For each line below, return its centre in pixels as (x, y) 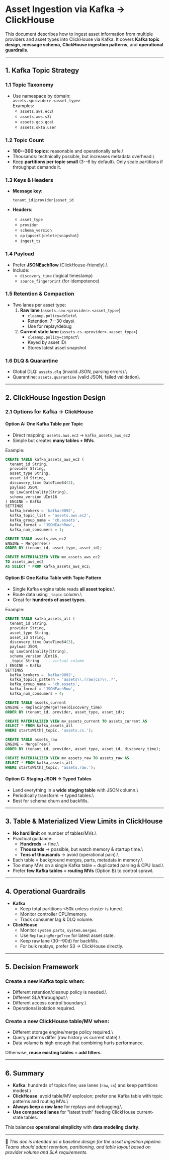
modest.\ (22, 1091)
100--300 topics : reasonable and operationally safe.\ (68, 151)
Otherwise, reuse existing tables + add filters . (54, 1053)
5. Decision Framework (42, 967)
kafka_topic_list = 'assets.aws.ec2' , (51, 516)
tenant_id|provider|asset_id (43, 200)
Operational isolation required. (44, 1008)
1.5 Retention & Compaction (40, 294)
